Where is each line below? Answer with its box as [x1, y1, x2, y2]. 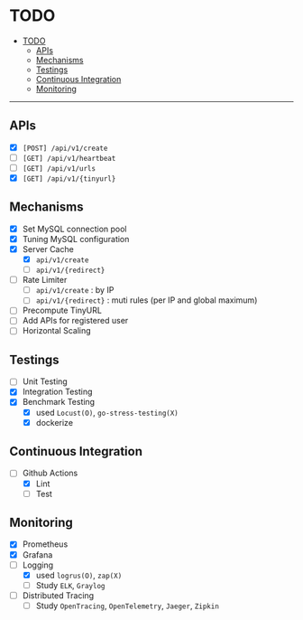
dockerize [35, 417, 74, 427]
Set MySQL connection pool [22, 223, 127, 234]
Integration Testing [22, 386, 93, 398]
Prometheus [22, 539, 69, 550]
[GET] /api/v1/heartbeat [22, 154, 116, 163]
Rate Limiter [22, 275, 68, 286]
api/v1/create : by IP [35, 285, 115, 296]
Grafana [22, 549, 53, 560]
